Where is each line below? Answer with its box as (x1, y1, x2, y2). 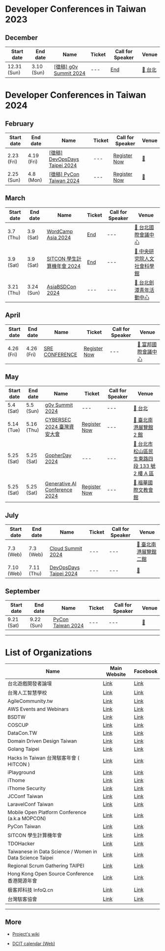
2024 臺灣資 (45, 424, 74, 431)
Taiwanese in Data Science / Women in (7, 848, 97, 855)
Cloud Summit (49, 545, 82, 552)
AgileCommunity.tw (7, 698, 53, 704)
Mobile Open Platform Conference (7, 809, 87, 815)
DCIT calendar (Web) (12, 940, 55, 947)
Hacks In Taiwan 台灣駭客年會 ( (7, 754, 80, 761)
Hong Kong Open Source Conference (7, 870, 94, 877)
